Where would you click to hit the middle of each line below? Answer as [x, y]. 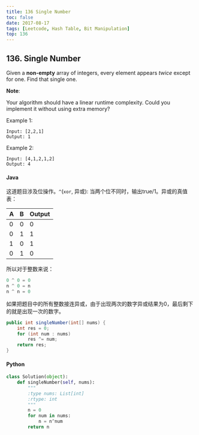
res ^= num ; [43, 340]
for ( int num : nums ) [44, 334]
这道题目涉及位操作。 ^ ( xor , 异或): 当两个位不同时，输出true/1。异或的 [92, 191]
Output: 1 [19, 136]
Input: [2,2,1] [25, 131]
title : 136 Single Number [38, 12]
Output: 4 [19, 164]
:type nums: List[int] [56, 394]
